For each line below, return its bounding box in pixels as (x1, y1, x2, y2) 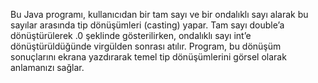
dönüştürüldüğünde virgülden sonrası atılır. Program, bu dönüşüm (10, 40, 282, 52)
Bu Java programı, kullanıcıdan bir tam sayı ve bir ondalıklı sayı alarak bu (10, 9, 309, 20)
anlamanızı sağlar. (10, 62, 85, 73)
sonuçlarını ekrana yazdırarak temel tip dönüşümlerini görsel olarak (10, 51, 287, 63)
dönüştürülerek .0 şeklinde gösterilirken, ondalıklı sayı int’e (10, 30, 252, 41)
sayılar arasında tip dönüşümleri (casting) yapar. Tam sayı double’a (10, 19, 285, 31)
